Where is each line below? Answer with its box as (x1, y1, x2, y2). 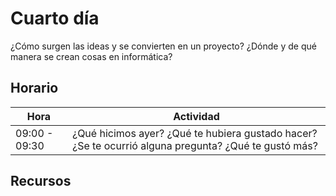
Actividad (173, 109, 220, 123)
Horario (10, 80, 59, 97)
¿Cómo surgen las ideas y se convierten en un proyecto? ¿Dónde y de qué (10, 40, 317, 52)
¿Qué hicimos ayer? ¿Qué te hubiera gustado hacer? (71, 126, 318, 140)
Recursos (10, 173, 72, 190)
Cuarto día (10, 7, 100, 30)
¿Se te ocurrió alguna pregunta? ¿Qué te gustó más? (71, 138, 318, 152)
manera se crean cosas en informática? (10, 50, 173, 62)
